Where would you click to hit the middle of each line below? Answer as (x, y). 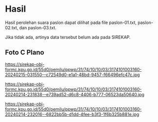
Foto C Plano (25, 52)
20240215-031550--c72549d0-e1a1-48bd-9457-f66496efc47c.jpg (72, 75)
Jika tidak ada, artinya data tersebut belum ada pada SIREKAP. (68, 37)
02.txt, (12, 27)
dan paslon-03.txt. (38, 27)
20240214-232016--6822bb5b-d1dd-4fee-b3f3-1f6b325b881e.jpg (72, 114)
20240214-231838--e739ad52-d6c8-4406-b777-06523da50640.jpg (75, 94)
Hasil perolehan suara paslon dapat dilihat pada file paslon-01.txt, (71, 22)
